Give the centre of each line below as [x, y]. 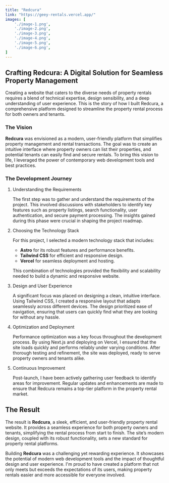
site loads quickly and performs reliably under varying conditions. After [86, 347]
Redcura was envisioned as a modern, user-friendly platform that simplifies [84, 138]
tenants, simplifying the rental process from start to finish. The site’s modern [84, 432]
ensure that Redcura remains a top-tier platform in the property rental [85, 388]
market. [20, 394]
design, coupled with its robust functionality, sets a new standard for [76, 438]
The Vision [19, 127]
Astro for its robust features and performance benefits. [77, 250]
